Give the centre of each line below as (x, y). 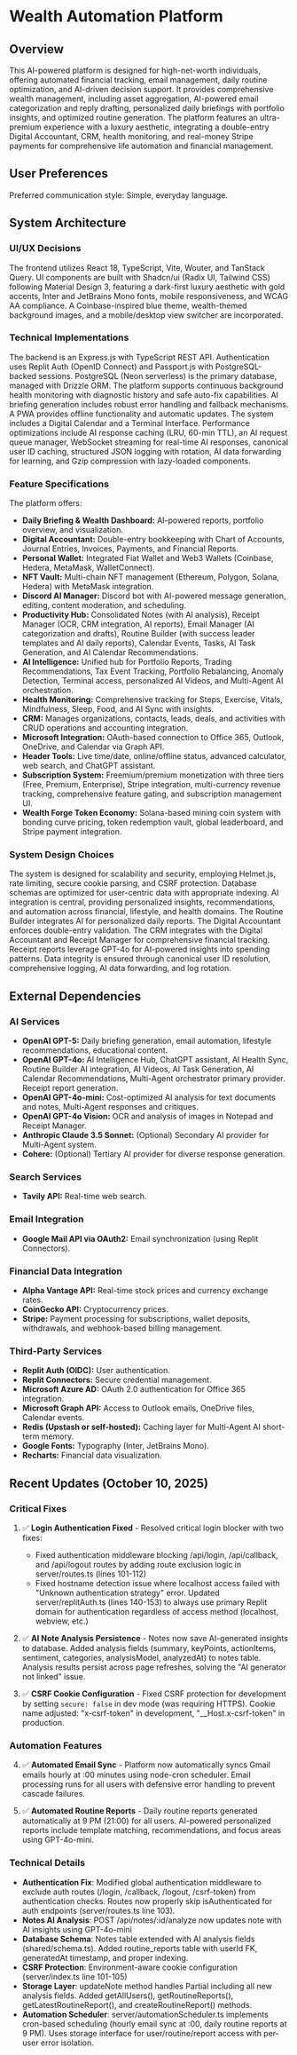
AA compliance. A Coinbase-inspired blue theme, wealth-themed (128, 305)
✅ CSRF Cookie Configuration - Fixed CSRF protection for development (154, 1694)
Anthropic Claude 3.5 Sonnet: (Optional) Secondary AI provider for (145, 1135)
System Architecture (68, 223)
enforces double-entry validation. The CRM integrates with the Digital (136, 930)
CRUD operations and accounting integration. (105, 728)
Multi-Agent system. (59, 1145)
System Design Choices (62, 855)
